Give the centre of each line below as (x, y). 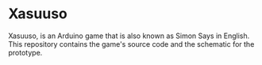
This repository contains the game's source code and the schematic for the (131, 44)
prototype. (25, 52)
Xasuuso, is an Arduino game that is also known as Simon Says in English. (129, 36)
